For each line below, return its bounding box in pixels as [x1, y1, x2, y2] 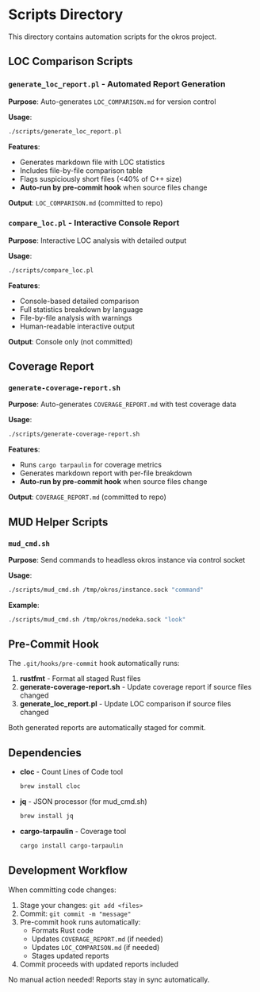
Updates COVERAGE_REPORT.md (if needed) [31, 934, 164, 944]
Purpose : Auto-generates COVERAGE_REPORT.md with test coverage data [8, 399, 237, 409]
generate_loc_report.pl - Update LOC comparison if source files [19, 699, 231, 709]
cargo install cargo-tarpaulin [19, 842, 124, 850]
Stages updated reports [31, 951, 109, 960]
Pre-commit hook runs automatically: [19, 917, 141, 926]
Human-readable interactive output [19, 321, 135, 331]
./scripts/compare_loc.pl [8, 266, 94, 275]
